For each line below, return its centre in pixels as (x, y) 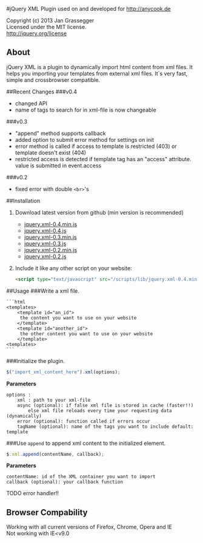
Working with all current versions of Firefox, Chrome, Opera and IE (89, 527)
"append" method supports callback (60, 133)
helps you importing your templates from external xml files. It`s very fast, (97, 73)
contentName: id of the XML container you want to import (81, 477)
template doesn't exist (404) (51, 152)
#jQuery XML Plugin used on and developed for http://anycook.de (88, 9)
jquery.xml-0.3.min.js (50, 237)
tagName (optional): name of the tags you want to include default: (105, 427)
